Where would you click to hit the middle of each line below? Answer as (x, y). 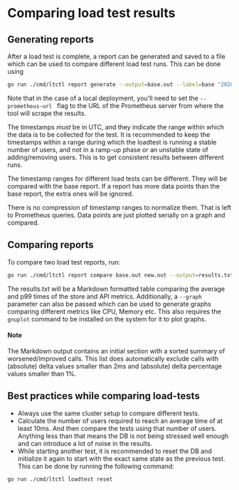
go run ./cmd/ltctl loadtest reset (60, 479)
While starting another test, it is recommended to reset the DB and (115, 451)
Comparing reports (51, 245)
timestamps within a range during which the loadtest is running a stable (112, 142)
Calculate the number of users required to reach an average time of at (120, 420)
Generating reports (51, 39)
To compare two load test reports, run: (64, 262)
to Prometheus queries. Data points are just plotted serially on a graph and (116, 215)
